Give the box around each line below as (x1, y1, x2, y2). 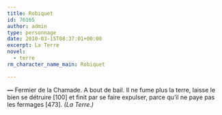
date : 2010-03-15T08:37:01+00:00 (7, 36, 102, 42)
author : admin (7, 23, 48, 29)
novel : (7, 49, 26, 55)
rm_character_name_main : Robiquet (7, 61, 106, 68)
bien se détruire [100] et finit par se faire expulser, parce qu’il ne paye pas (7, 93, 215, 101)
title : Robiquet (7, 10, 53, 17)
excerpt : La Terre (7, 42, 59, 49)
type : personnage (7, 29, 57, 36)
